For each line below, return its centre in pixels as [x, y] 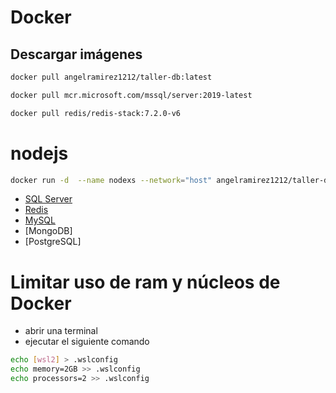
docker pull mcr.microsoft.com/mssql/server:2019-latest [131, 95]
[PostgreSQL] [53, 242]
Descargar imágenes [76, 54]
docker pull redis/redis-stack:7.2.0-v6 [96, 113]
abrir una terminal [61, 331]
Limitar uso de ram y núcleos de [145, 282]
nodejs [39, 153]
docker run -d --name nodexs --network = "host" [111, 180]
